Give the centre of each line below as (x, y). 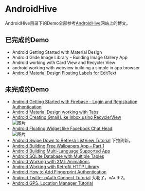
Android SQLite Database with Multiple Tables (58, 156)
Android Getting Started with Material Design (57, 52)
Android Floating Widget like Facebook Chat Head (62, 128)
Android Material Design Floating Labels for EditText (64, 73)
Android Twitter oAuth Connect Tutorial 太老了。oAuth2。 (70, 177)
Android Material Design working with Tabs (55, 112)
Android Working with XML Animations (51, 161)
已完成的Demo (27, 40)
